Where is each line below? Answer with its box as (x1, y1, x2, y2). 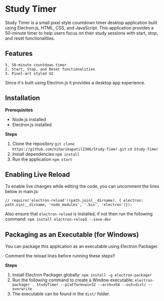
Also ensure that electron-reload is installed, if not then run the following (5, 211, 153, 217)
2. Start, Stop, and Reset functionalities (5, 67, 95, 72)
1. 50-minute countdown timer (5, 62, 67, 67)
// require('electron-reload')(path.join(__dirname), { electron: (5, 198, 143, 203)
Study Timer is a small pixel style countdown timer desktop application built (5, 20, 158, 25)
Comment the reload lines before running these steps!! (5, 253, 115, 259)
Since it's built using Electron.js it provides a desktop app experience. (5, 79, 145, 85)
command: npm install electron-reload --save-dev (5, 216, 111, 222)
